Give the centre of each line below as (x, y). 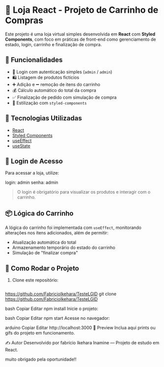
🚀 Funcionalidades (34, 60)
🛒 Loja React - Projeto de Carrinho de (82, 10)
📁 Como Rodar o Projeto (42, 268)
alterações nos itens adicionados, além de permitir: (57, 233)
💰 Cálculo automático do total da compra (54, 90)
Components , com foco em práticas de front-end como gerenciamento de (81, 39)
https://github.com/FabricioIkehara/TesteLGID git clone (61, 294)
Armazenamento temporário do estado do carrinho (64, 248)
